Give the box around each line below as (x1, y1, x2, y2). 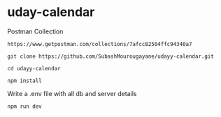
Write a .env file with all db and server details (7, 89, 137, 97)
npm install (7, 77, 42, 84)
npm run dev (7, 102, 42, 110)
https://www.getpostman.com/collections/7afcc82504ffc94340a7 (7, 40, 192, 47)
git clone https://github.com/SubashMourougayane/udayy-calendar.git (7, 53, 215, 60)
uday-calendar (7, 4, 95, 20)
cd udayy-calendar (7, 65, 61, 72)
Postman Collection (7, 27, 64, 36)
